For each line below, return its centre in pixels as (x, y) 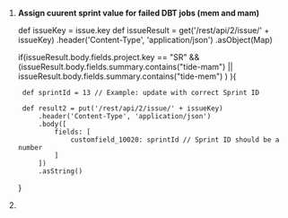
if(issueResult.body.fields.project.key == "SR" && (109, 57)
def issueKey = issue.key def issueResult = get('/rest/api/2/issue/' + (144, 30)
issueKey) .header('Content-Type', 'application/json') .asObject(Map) (145, 40)
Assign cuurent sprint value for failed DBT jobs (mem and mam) (139, 13)
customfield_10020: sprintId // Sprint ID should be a (175, 140)
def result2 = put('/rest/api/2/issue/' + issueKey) (122, 109)
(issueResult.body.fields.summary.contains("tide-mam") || (125, 67)
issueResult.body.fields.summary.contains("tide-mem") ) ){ (127, 76)
